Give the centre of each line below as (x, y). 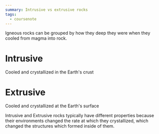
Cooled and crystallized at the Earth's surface (52, 106)
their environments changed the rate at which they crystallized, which (77, 121)
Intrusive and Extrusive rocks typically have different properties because (80, 116)
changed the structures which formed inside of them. (60, 126)
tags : (11, 14)
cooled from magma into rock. (36, 38)
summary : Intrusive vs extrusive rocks (47, 10)
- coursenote (23, 19)
